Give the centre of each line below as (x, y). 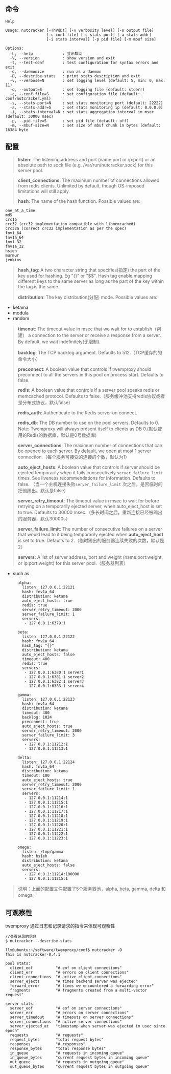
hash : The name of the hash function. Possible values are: (79, 201)
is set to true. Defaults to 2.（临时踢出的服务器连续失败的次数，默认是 (91, 540)
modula (21, 313)
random (21, 318)
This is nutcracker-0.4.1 (33, 955)
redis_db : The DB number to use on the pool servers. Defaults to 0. (88, 423)
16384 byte (17, 130)
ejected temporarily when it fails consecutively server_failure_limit (90, 472)
